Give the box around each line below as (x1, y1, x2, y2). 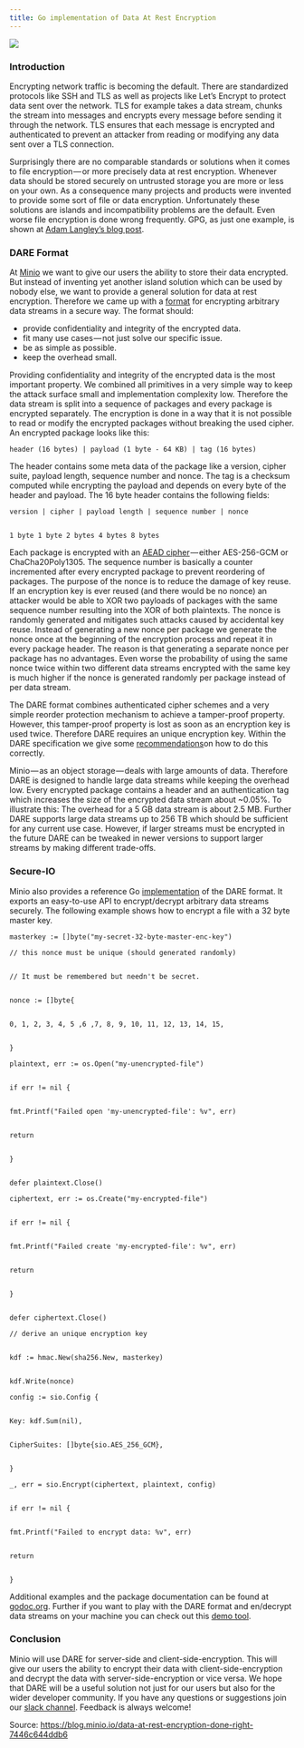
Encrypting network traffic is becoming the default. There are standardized (9, 81, 289, 92)
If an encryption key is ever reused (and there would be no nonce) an (9, 586, 268, 597)
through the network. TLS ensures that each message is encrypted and (9, 119, 276, 130)
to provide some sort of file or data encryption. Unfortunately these (9, 194, 261, 205)
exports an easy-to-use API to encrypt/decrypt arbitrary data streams (9, 895, 270, 906)
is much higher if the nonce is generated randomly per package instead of (9, 672, 287, 683)
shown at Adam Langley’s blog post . (9, 223, 145, 234)
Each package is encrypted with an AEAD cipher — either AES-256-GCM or (9, 547, 289, 558)
